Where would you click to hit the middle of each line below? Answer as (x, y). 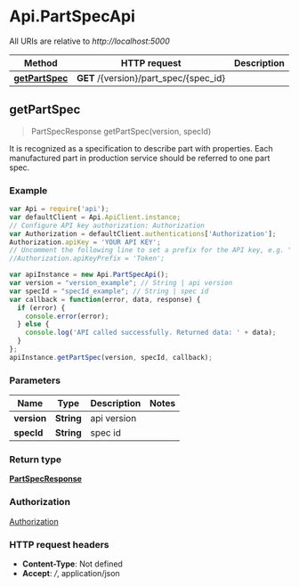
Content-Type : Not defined (72, 564)
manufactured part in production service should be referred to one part (140, 158)
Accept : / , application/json (71, 573)
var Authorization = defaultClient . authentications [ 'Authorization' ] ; (143, 233)
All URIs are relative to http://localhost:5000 (90, 41)
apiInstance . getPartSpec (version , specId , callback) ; (111, 357)
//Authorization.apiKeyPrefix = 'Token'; (87, 259)
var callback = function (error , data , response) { (105, 299)
